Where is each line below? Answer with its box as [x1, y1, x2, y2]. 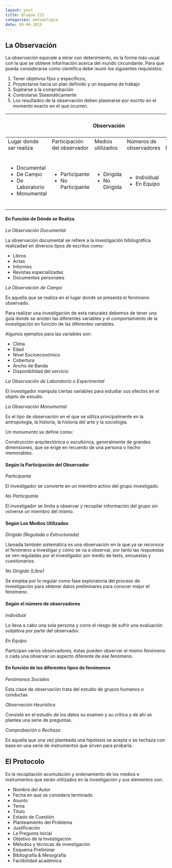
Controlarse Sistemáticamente [12, 92, 77, 98]
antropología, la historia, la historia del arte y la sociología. [5, 419, 128, 425]
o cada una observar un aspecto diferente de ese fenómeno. [5, 653, 134, 659]
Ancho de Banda [12, 362, 48, 368]
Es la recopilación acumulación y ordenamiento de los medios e [5, 771, 140, 777]
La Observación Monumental [5, 403, 67, 410]
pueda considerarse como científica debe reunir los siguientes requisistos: [5, 65, 163, 72]
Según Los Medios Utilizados [5, 520, 69, 526]
